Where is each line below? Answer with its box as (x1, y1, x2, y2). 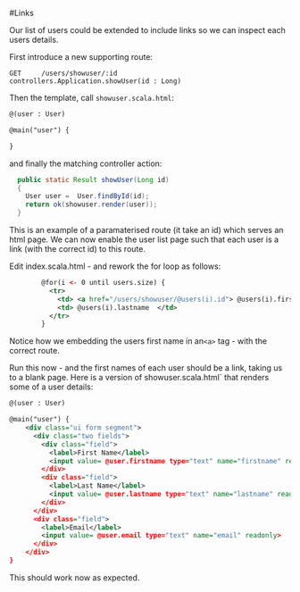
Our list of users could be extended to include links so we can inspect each (9, 25, 286, 35)
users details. (9, 35, 59, 45)
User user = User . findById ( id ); (25, 192, 150, 201)
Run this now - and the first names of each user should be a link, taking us (9, 363, 283, 373)
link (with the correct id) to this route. (9, 244, 146, 254)
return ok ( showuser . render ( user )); (25, 200, 158, 209)
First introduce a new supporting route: (9, 52, 154, 62)
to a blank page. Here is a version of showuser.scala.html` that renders (9, 372, 270, 383)
